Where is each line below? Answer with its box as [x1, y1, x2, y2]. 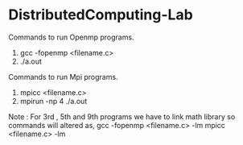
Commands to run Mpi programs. [8, 72, 118, 81]
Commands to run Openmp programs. [8, 32, 134, 42]
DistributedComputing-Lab [8, 6, 193, 24]
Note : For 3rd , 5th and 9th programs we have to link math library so [8, 111, 236, 122]
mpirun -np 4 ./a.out [19, 96, 88, 106]
